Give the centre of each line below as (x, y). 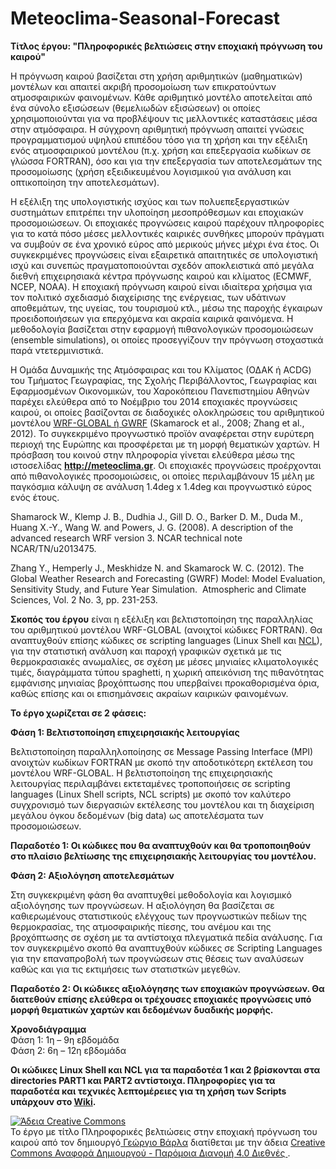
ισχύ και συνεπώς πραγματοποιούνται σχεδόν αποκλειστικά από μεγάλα (162, 265)
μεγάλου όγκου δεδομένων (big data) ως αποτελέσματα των (137, 815)
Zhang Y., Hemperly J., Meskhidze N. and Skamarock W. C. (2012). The (157, 568)
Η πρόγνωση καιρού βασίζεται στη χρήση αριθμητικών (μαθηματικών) (156, 76)
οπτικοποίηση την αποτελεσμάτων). (85, 182)
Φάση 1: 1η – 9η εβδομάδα (65, 1039)
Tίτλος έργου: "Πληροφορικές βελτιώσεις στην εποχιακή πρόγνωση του (166, 46)
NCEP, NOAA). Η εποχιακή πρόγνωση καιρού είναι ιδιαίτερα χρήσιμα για (161, 286)
